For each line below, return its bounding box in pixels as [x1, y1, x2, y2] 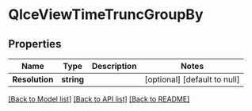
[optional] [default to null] [144, 74, 240, 85]
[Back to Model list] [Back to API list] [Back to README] [8, 94, 190, 104]
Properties [8, 37, 62, 51]
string [60, 74, 85, 85]
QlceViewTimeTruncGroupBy [8, 6, 204, 24]
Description [91, 61, 137, 71]
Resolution [12, 74, 54, 85]
